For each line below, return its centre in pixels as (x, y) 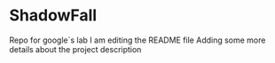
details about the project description (75, 49)
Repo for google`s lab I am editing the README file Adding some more (137, 40)
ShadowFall (53, 16)
